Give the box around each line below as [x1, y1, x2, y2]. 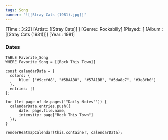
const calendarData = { [5, 68, 55, 74]
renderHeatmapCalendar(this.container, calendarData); [5, 130, 123, 135]
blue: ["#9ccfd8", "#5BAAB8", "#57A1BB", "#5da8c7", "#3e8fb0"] [18, 77, 156, 82]
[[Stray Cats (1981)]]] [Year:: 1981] [5, 31, 75, 37]
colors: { [10, 73, 30, 78]
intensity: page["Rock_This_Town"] [18, 112, 94, 117]
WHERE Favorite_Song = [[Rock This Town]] [5, 59, 96, 64]
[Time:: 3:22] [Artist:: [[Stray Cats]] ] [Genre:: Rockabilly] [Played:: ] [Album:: [5, 26, 163, 32]
